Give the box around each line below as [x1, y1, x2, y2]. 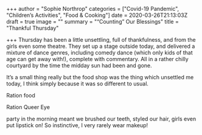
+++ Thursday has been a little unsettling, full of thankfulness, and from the [6, 36, 196, 43]
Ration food [6, 92, 35, 99]
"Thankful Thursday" [6, 24, 59, 31]
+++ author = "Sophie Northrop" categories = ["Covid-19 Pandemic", [6, 5, 179, 12]
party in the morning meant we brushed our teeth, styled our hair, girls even [6, 115, 197, 122]
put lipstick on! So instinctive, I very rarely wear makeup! [6, 122, 148, 129]
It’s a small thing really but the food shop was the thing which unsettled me [6, 74, 194, 81]
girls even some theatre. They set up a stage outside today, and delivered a [6, 42, 195, 50]
